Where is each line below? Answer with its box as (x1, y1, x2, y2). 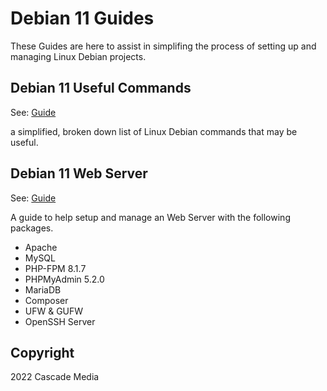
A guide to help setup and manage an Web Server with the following (10, 211, 291, 223)
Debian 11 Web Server (10, 165, 148, 182)
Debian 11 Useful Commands (10, 80, 192, 97)
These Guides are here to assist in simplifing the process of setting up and (10, 40, 317, 52)
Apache (24, 241, 58, 253)
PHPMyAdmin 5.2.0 (24, 273, 105, 285)
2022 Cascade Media (10, 371, 100, 383)
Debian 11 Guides (10, 7, 155, 30)
